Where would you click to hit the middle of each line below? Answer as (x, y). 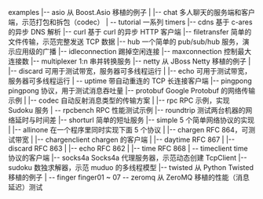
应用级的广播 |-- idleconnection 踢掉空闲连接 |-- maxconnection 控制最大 (133, 51)
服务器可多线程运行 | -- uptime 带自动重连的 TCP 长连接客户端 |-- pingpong (130, 81)
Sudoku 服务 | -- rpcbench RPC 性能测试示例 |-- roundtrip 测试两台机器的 (127, 110)
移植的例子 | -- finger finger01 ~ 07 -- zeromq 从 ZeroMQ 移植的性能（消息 (129, 177)
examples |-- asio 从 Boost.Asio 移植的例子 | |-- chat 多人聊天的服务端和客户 (131, 12)
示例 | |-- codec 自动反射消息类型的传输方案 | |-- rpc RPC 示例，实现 (119, 100)
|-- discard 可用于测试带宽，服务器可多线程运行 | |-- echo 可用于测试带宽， (130, 71)
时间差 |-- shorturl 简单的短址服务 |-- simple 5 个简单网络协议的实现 (145, 120)
